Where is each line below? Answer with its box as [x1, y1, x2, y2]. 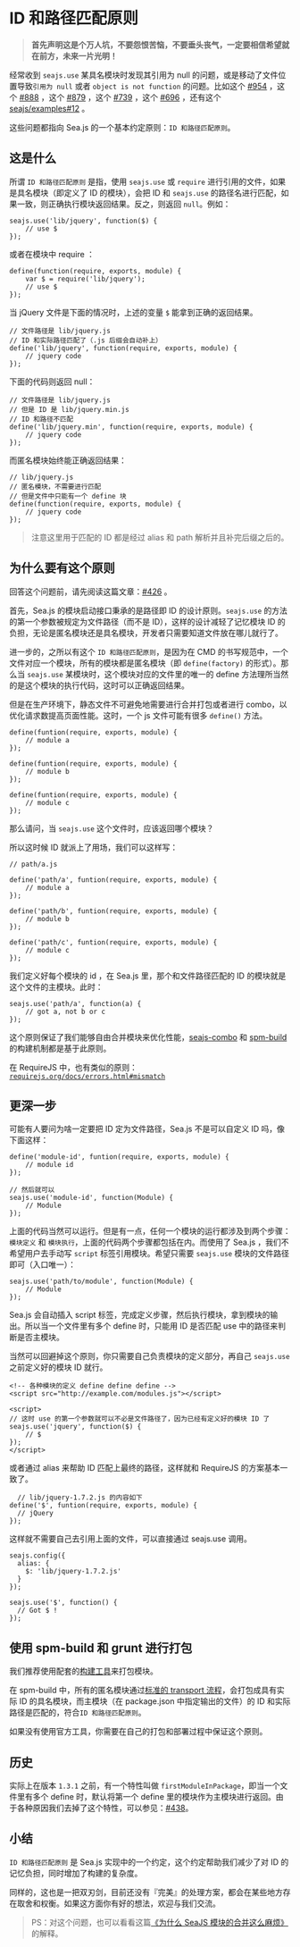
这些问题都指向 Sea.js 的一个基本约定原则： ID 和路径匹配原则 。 [9, 122, 236, 132]
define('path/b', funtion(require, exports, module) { [9, 906, 218, 916]
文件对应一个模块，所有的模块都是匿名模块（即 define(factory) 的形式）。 [9, 658, 281, 668]
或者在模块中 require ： [9, 248, 96, 259]
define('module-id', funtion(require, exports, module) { [9, 1153, 229, 1162]
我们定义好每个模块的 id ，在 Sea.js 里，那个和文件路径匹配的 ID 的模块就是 [9, 970, 287, 981]
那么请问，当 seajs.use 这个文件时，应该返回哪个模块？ [9, 823, 214, 834]
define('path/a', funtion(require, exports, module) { [9, 875, 218, 885]
